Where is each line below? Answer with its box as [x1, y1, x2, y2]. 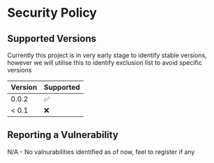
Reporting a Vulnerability [7, 129, 119, 141]
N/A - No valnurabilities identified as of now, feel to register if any [7, 148, 195, 156]
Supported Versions [7, 33, 96, 45]
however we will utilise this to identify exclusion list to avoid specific [7, 59, 202, 67]
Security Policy [7, 5, 98, 21]
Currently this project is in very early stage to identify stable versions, [7, 51, 207, 59]
